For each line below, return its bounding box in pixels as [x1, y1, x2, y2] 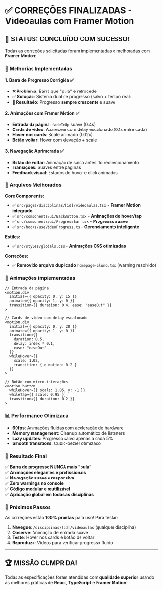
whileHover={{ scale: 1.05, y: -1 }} [9, 388, 86, 393]
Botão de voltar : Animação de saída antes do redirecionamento [12, 159, 139, 165]
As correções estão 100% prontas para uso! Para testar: [5, 515, 118, 521]
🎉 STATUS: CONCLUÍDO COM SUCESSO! [5, 35, 130, 43]
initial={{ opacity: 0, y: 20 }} [9, 324, 77, 329]
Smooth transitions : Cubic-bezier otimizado [12, 441, 101, 446]
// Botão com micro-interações [5, 380, 68, 385]
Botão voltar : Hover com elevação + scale [12, 137, 97, 143]
